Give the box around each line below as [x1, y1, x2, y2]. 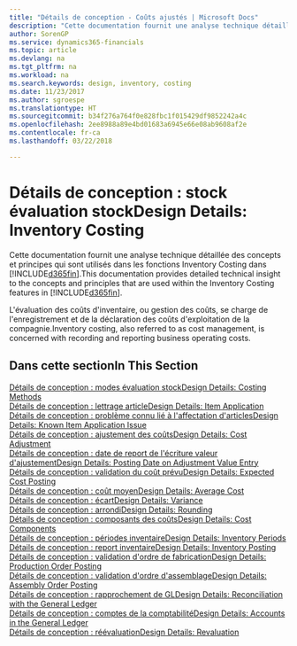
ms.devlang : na [9, 54, 65, 63]
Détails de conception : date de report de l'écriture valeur [9, 448, 218, 458]
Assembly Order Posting [9, 580, 98, 590]
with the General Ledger [9, 598, 97, 609]
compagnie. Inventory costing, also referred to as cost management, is [9, 323, 265, 333]
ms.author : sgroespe [9, 95, 86, 105]
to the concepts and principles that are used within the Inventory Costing [9, 277, 275, 288]
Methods [9, 391, 42, 401]
